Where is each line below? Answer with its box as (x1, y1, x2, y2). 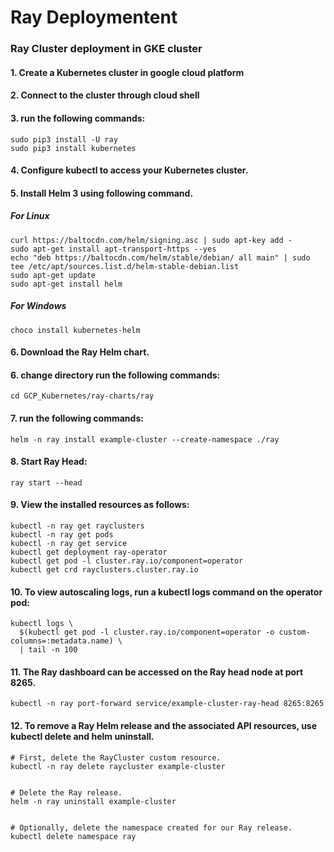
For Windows (10, 300, 67, 312)
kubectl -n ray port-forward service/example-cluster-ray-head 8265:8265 (10, 699, 325, 709)
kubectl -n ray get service (10, 539, 128, 549)
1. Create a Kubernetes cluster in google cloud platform (10, 66, 245, 78)
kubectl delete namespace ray (10, 831, 137, 841)
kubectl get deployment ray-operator (10, 547, 168, 558)
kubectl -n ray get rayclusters (10, 521, 145, 531)
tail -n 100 (28, 645, 78, 655)
